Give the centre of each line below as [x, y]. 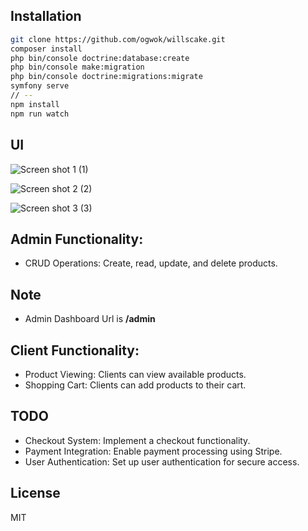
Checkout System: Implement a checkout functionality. [137, 440]
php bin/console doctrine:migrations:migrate [106, 77]
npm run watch [40, 114]
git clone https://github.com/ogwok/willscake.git [118, 39]
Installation [46, 16]
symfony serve [40, 86]
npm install [35, 104]
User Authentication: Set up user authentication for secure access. [162, 461]
